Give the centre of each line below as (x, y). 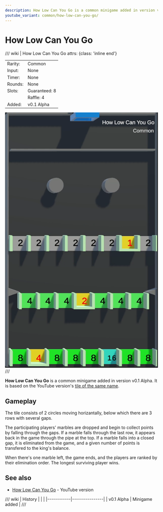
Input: (13, 71)
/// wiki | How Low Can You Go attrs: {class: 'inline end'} (61, 53)
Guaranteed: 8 (42, 91)
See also (18, 478)
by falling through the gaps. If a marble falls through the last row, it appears (80, 433)
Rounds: (15, 84)
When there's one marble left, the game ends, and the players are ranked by (81, 458)
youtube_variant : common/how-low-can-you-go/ (52, 15)
